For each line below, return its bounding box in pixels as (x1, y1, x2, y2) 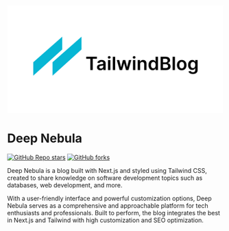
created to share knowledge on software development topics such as (7, 174, 203, 182)
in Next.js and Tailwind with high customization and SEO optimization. (7, 216, 204, 224)
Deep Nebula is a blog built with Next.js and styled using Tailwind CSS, (7, 166, 207, 174)
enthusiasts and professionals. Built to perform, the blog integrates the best (7, 208, 221, 217)
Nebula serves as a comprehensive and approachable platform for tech (7, 201, 208, 210)
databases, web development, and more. (7, 180, 123, 189)
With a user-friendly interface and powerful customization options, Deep (7, 194, 212, 202)
